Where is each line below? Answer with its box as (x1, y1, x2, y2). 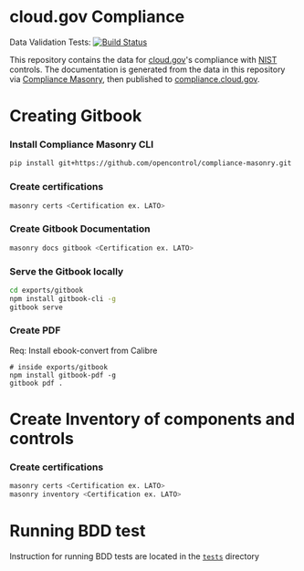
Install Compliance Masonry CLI (9, 139, 154, 151)
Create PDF (9, 324, 61, 337)
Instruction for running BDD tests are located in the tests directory (9, 551, 260, 562)
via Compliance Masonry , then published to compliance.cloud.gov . (9, 73, 260, 84)
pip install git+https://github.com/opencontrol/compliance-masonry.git (9, 159, 292, 168)
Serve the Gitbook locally (9, 265, 124, 277)
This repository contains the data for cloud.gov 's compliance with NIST (9, 54, 278, 65)
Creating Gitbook (9, 106, 142, 127)
